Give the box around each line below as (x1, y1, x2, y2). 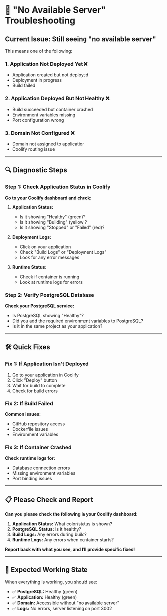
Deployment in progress (12, 77, 62, 83)
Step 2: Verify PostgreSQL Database (5, 291, 94, 298)
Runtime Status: (12, 264, 47, 270)
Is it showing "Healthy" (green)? (19, 214, 85, 220)
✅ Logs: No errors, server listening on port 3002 (12, 605, 112, 611)
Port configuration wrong (12, 117, 64, 123)
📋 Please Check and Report (5, 495, 93, 504)
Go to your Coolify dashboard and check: (5, 195, 92, 201)
